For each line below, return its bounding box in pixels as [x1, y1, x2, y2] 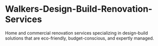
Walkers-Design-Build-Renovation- [5, 3, 153, 15]
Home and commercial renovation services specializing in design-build [5, 30, 148, 36]
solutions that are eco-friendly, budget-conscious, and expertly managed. [5, 35, 154, 41]
